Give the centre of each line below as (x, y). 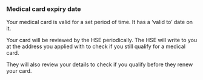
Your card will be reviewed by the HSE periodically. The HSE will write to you (102, 40)
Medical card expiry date (44, 9)
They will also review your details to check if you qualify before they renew (100, 64)
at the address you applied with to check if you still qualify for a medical (96, 46)
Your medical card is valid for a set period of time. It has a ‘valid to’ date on (99, 22)
